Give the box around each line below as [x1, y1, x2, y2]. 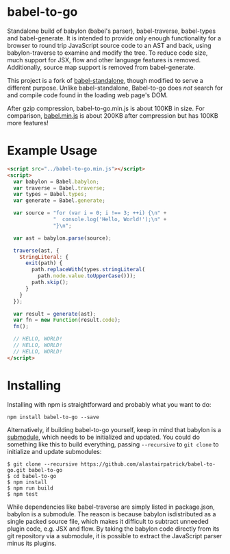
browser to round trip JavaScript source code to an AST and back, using [7, 41, 212, 49]
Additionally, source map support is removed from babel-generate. [7, 63, 196, 71]
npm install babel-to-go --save [7, 414, 99, 420]
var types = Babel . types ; [13, 191, 88, 198]
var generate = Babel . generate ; [13, 197, 106, 204]
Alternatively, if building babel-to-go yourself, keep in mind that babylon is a [7, 425, 221, 433]
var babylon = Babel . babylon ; [13, 178, 99, 185]
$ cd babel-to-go [7, 473, 57, 479]
